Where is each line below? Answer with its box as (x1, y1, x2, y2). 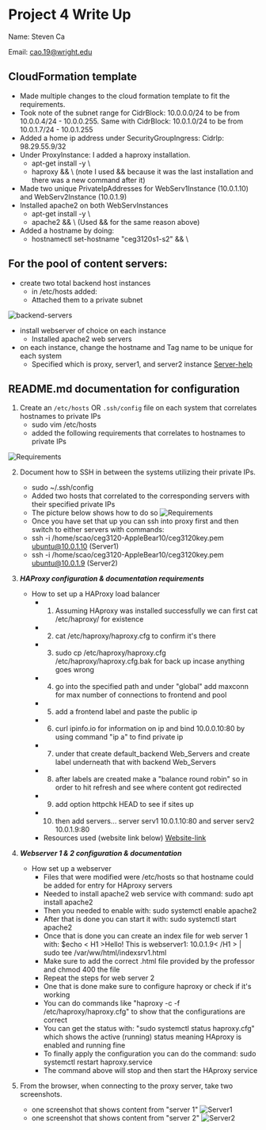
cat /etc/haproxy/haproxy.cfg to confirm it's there (55, 631, 216, 641)
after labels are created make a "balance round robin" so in (55, 774, 248, 784)
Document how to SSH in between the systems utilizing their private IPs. (19, 467, 256, 477)
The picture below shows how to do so (31, 508, 158, 518)
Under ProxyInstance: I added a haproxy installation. (19, 150, 191, 159)
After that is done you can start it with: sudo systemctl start (43, 915, 237, 924)
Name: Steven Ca (8, 32, 66, 41)
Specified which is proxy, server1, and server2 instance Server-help (31, 359, 253, 369)
